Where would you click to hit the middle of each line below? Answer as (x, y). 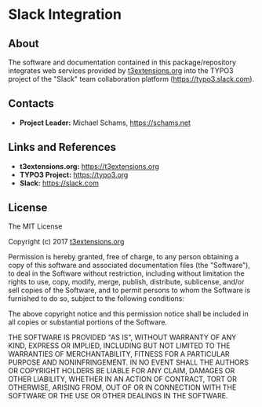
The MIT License (35, 226)
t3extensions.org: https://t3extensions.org (89, 166)
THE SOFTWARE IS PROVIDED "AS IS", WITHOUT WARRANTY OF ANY (122, 337)
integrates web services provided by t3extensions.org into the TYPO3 (121, 71)
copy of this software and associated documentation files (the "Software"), (129, 266)
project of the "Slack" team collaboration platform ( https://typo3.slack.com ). (131, 79)
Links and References (62, 147)
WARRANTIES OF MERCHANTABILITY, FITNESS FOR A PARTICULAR (119, 354)
